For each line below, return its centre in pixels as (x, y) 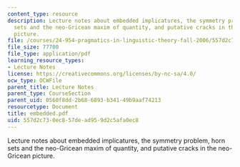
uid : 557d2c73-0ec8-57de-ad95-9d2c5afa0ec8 (73, 120)
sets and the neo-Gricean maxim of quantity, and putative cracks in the (112, 148)
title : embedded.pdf (38, 113)
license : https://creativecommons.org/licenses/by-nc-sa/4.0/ (102, 74)
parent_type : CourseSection (49, 93)
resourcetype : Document (43, 107)
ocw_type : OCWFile (35, 80)
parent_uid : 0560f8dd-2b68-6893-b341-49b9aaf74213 (84, 101)
